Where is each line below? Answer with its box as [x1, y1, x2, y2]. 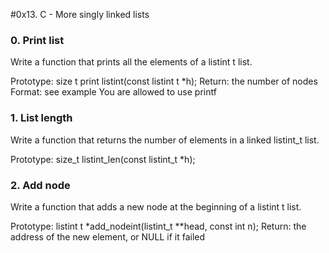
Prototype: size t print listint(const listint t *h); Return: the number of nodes [10, 75, 318, 88]
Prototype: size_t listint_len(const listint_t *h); [10, 153, 196, 165]
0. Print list [10, 33, 65, 47]
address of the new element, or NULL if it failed [10, 230, 206, 243]
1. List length [10, 111, 73, 125]
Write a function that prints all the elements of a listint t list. [10, 56, 253, 68]
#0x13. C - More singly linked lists [10, 9, 150, 20]
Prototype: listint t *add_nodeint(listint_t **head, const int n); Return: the [10, 220, 307, 232]
